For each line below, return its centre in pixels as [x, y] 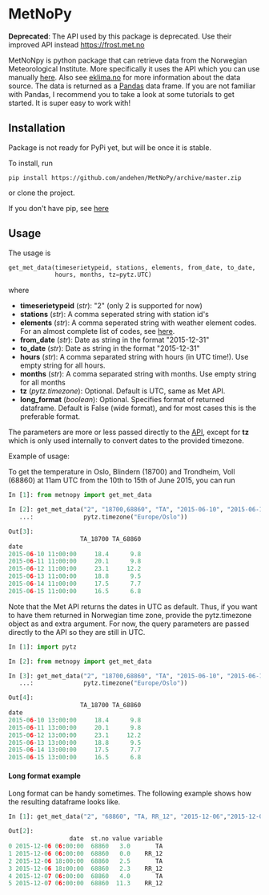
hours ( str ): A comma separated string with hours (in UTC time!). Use [134, 357]
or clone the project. [42, 193]
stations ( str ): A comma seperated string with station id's [114, 315]
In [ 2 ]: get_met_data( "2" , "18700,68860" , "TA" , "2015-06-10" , [116, 510]
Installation [37, 128]
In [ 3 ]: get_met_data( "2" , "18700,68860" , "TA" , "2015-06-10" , [116, 676]
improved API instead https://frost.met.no [76, 44]
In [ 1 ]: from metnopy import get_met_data [80, 495]
